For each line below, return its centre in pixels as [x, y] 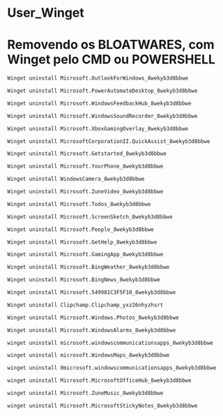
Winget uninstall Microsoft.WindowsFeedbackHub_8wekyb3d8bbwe [99, 103]
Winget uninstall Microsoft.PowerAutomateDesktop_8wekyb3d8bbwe [102, 91]
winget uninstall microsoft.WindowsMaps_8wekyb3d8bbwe [89, 355]
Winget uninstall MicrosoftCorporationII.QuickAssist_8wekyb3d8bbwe [109, 141]
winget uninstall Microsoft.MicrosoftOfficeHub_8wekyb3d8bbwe [99, 381]
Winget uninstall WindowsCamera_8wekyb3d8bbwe [76, 179]
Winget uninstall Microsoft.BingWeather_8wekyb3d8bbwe [89, 267]
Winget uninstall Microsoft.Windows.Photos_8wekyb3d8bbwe [93, 318]
